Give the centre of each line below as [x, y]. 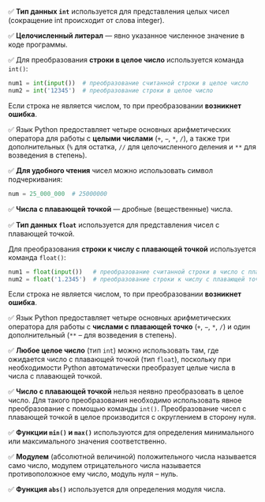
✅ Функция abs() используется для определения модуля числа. [117, 489]
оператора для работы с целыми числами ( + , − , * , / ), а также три [119, 138]
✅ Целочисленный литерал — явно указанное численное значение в [127, 36]
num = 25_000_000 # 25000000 [58, 194]
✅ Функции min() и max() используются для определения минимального [131, 432]
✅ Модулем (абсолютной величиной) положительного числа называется [132, 457]
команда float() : [37, 257]
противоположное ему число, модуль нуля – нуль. [93, 474]
